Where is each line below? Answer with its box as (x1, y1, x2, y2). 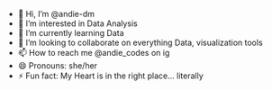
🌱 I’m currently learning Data (17, 28, 124, 38)
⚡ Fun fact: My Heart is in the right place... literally (17, 70, 204, 81)
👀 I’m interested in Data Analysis (17, 18, 138, 29)
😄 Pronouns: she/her (17, 60, 97, 71)
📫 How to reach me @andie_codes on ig (17, 48, 170, 58)
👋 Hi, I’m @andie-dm (17, 9, 95, 19)
